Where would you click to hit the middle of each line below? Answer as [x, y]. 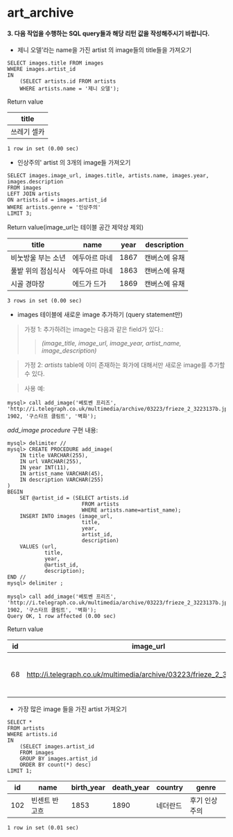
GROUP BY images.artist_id [59, 759]
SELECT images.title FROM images [55, 63]
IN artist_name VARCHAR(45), [62, 474]
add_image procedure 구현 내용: [53, 430]
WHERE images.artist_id [42, 70]
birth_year [88, 788]
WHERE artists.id [32, 735]
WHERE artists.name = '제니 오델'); [70, 89]
